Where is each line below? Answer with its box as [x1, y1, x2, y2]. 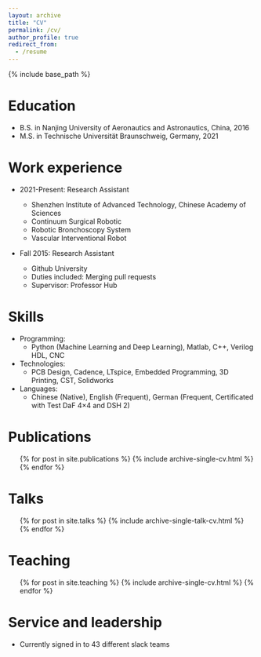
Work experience [8, 159, 123, 177]
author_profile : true [8, 33, 79, 42]
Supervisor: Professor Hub [31, 280, 118, 290]
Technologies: [19, 359, 66, 368]
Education [8, 97, 76, 115]
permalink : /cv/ [8, 26, 61, 34]
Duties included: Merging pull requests [31, 272, 157, 281]
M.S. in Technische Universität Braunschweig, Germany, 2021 [19, 131, 219, 141]
